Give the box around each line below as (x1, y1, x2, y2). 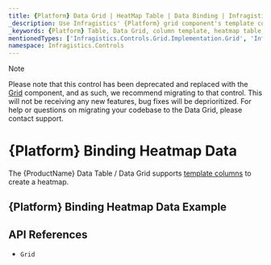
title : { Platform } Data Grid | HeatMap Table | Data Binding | (8, 11, 226, 20)
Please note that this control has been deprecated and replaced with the (8, 80, 248, 89)
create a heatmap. (8, 177, 69, 187)
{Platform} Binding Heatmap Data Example (8, 201, 227, 214)
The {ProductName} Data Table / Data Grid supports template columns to (8, 168, 252, 178)
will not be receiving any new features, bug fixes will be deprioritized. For (8, 97, 252, 106)
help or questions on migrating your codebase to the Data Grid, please (8, 106, 243, 115)
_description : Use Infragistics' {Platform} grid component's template (8, 19, 254, 27)
